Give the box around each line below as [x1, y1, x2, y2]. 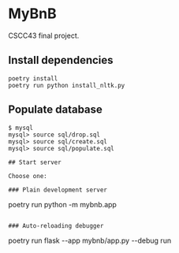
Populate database [8, 103, 103, 117]
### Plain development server [8, 186, 108, 194]
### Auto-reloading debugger [8, 221, 104, 229]
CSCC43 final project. [8, 31, 80, 40]
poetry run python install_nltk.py [8, 81, 125, 89]
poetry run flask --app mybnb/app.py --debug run [8, 236, 172, 245]
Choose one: [8, 172, 47, 180]
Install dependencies [8, 54, 114, 67]
